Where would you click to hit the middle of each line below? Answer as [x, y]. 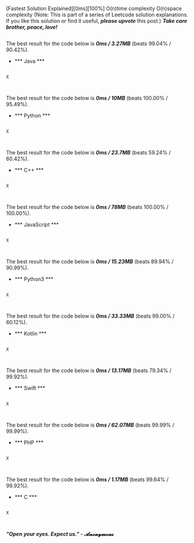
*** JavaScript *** [37, 224]
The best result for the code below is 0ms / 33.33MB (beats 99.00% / [91, 316]
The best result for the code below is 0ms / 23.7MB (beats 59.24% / [89, 152]
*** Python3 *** [34, 279]
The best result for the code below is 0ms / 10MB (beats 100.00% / [87, 98]
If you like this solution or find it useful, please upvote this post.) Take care [97, 21]
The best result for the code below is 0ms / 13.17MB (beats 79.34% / [89, 370]
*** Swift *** [30, 388]
